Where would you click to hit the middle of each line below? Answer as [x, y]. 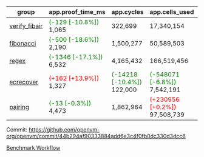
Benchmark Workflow [33, 148]
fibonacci [23, 43]
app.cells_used [172, 12]
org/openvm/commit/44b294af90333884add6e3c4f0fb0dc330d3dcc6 [96, 136]
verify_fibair [26, 26]
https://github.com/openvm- [64, 129]
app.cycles [127, 12]
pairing [19, 107]
